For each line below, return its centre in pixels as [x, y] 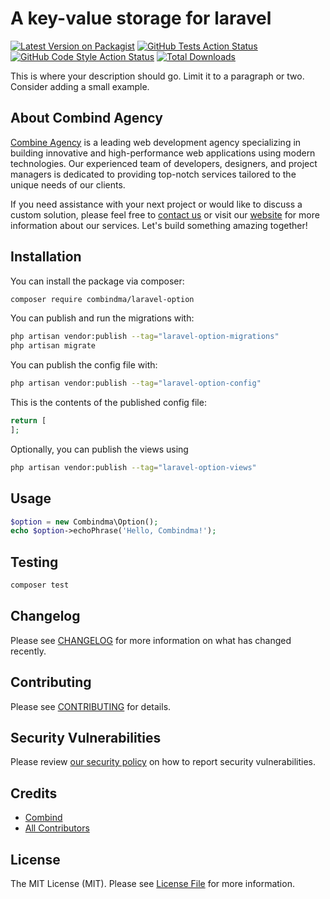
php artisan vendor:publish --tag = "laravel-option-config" [136, 383]
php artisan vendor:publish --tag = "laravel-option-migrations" [145, 337]
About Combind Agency [86, 118]
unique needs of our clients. [68, 184]
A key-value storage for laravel [141, 18]
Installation [46, 257]
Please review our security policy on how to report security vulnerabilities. [163, 762]
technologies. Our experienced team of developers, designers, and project [164, 163]
